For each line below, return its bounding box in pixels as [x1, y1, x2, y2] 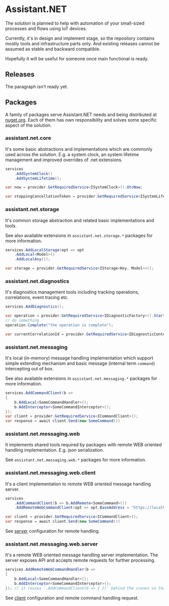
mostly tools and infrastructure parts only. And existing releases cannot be [5, 40, 160, 46]
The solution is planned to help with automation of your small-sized [5, 20, 145, 26]
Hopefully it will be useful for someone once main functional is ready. [5, 55, 149, 61]
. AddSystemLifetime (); [14, 176, 62, 181]
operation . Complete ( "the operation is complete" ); [5, 323, 114, 328]
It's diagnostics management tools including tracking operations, [5, 289, 139, 295]
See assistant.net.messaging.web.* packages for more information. [5, 457, 147, 463]
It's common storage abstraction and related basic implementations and [5, 217, 154, 223]
